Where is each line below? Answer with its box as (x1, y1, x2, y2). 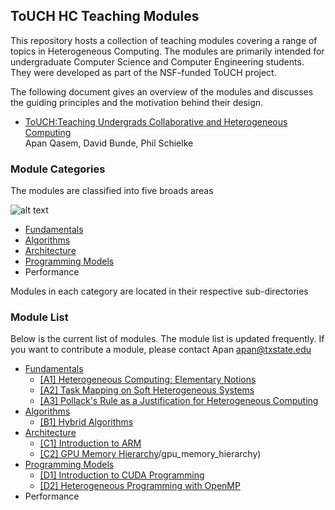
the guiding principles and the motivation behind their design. (10, 96, 264, 108)
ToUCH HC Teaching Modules (10, 8, 200, 25)
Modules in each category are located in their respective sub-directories (10, 285, 309, 298)
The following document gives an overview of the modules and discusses (10, 85, 314, 98)
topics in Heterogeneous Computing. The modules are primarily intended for (10, 45, 325, 57)
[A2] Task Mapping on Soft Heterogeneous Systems (39, 384, 255, 396)
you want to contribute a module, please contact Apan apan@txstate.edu (10, 344, 312, 356)
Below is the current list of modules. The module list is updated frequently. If (10, 333, 325, 345)
